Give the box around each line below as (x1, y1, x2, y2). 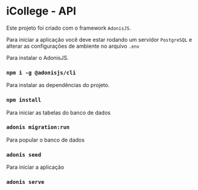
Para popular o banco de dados (6, 136, 85, 143)
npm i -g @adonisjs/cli (6, 69, 77, 76)
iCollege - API (6, 4, 77, 18)
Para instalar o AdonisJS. (6, 54, 69, 61)
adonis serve (6, 179, 45, 186)
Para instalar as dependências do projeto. (6, 82, 110, 89)
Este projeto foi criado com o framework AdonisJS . (6, 24, 132, 31)
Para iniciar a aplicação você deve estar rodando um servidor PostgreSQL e (6, 36, 192, 43)
